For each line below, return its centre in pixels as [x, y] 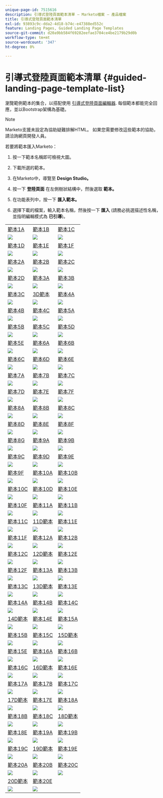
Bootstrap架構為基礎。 [46, 109]
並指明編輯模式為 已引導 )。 [40, 216]
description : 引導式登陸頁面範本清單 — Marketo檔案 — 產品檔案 [66, 14]
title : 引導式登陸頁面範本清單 [33, 19]
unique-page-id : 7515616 [31, 10]
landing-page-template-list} [65, 88]
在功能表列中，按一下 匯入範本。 [46, 199]
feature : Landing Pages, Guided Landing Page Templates [64, 28]
